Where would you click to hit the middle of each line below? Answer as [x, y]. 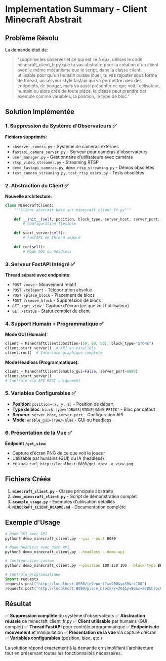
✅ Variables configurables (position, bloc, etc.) [54, 638]
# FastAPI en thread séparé [52, 238]
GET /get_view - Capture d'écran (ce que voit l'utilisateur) [71, 305]
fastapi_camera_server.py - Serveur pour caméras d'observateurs [80, 152]
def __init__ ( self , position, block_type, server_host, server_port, [87, 219]
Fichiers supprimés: [26, 137]
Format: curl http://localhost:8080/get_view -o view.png [73, 464]
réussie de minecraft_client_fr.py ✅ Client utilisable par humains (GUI [76, 621]
